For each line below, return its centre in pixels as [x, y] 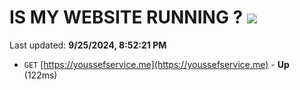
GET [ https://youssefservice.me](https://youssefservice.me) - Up [156, 64]
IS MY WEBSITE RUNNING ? [126, 17]
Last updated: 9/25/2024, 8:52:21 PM [88, 45]
